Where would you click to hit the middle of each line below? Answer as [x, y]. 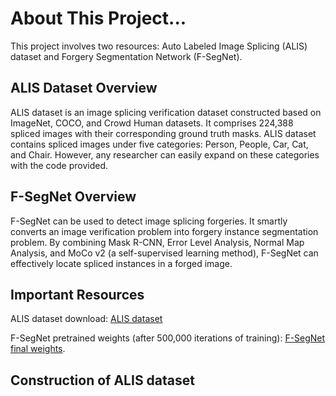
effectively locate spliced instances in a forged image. [121, 263]
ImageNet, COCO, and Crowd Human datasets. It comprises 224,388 [152, 123]
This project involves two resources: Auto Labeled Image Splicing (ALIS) [159, 46]
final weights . [38, 349]
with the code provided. [59, 165]
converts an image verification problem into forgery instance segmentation [164, 231]
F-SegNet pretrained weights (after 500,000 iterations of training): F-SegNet [168, 338]
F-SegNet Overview [73, 197]
